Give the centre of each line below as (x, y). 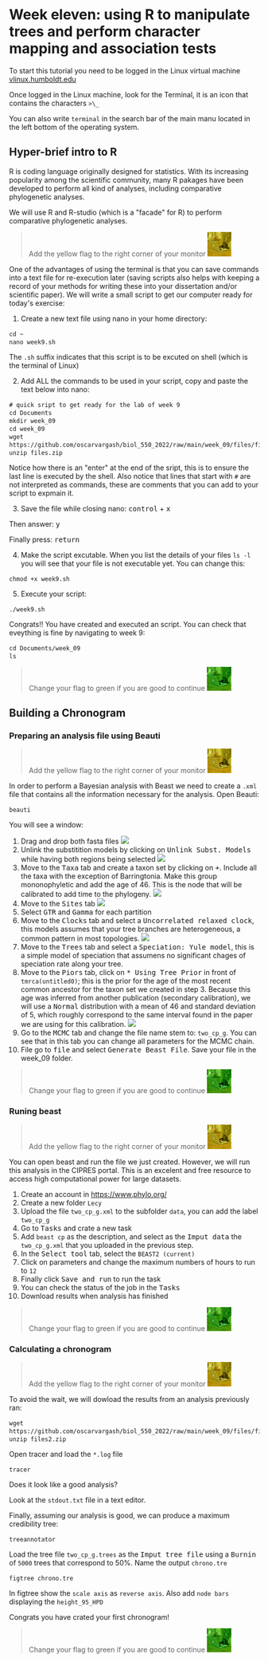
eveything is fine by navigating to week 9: (77, 633)
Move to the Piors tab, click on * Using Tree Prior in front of (128, 973)
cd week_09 (27, 428)
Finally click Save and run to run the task (91, 1279)
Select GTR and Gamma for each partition (86, 912)
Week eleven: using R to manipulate (130, 15)
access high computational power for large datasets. (95, 1178)
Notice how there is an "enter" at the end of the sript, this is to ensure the (129, 468)
